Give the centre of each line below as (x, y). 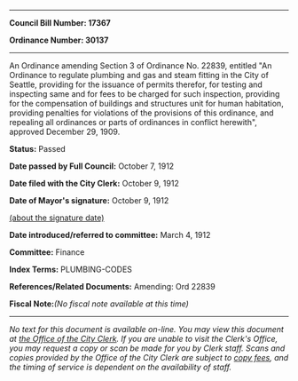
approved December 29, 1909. (65, 131)
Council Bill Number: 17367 (60, 23)
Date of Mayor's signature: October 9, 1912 (89, 200)
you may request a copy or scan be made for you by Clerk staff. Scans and (147, 348)
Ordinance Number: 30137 (59, 40)
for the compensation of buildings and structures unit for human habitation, (146, 103)
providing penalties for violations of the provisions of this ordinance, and (141, 113)
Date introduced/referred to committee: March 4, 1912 (110, 235)
